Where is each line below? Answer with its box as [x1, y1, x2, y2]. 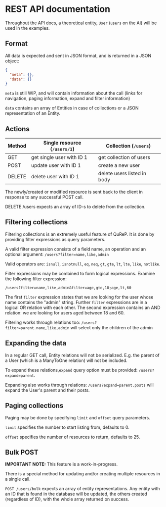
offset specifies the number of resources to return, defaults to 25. [5, 434, 140, 440]
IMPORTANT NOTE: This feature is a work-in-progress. [5, 461, 118, 467]
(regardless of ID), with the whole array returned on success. [5, 496, 129, 502]
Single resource [43, 140, 82, 147]
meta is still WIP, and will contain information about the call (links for [5, 90, 143, 96]
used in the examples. [5, 25, 50, 31]
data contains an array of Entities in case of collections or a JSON [5, 105, 139, 111]
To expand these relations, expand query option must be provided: [5, 367, 138, 373]
